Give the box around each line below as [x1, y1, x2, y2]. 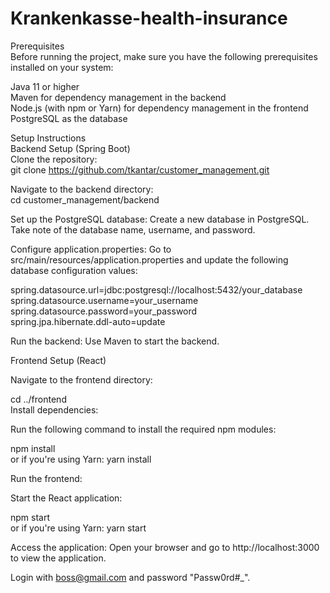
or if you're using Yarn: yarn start [10, 522, 147, 534]
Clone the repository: [10, 153, 98, 165]
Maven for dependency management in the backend [10, 91, 227, 103]
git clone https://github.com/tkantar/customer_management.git [10, 163, 270, 176]
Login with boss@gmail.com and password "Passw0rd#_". [10, 571, 251, 583]
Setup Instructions [10, 132, 87, 144]
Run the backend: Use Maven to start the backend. [10, 335, 220, 347]
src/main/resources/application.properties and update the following [10, 253, 289, 266]
